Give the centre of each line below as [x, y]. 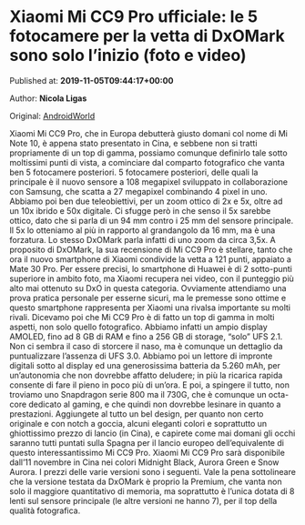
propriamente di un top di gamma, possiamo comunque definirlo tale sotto [149, 153]
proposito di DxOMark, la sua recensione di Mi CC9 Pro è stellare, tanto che [151, 249]
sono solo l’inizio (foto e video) [128, 56]
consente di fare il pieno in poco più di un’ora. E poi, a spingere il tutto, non [149, 385]
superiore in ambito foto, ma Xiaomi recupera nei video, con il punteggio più [152, 278]
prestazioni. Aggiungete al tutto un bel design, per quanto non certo [137, 414]
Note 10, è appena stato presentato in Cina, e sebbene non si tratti [133, 143]
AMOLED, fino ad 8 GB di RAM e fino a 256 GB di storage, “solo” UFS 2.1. [146, 336]
